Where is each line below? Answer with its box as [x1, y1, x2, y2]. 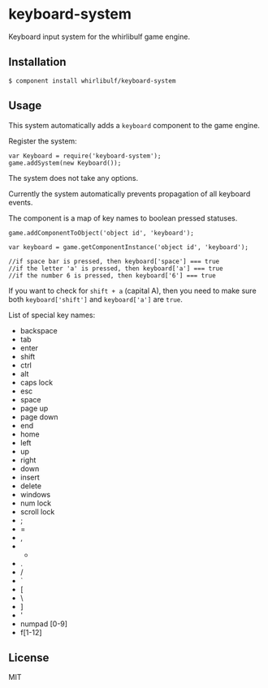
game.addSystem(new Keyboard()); [8, 159, 122, 167]
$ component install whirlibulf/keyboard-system [8, 76, 176, 85]
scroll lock [19, 506, 55, 516]
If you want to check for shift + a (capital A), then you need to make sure [8, 286, 257, 295]
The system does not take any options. [8, 173, 139, 183]
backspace [19, 325, 58, 335]
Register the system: [8, 135, 77, 146]
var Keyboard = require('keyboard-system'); [8, 152, 162, 160]
